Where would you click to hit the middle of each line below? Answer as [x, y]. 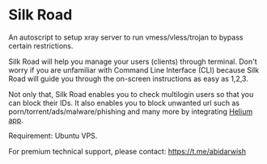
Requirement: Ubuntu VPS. [53, 136]
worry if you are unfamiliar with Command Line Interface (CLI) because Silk [134, 69]
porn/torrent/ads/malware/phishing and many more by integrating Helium [131, 111]
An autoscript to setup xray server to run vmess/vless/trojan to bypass [126, 37]
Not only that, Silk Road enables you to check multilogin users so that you [131, 94]
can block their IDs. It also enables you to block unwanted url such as [124, 103]
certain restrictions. [41, 45]
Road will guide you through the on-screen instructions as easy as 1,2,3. [128, 78]
